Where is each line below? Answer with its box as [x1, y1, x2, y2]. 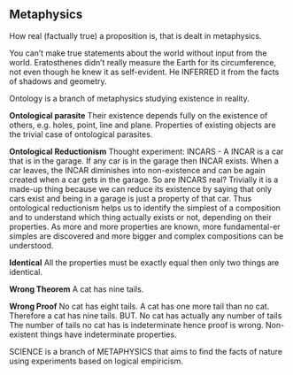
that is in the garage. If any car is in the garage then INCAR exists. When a [9, 155, 279, 166]
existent [9, 329, 38, 340]
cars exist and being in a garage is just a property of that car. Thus [9, 193, 252, 203]
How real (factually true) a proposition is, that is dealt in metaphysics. [9, 30, 262, 41]
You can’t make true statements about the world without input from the [9, 48, 267, 58]
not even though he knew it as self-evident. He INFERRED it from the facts [9, 66, 280, 77]
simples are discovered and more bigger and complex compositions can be [9, 230, 284, 241]
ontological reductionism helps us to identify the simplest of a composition [9, 203, 281, 213]
